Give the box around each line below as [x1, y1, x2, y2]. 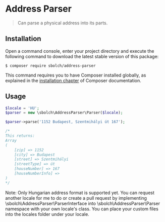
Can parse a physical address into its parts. [17, 20, 108, 26]
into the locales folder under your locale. [5, 211, 89, 217]
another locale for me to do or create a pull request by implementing [5, 195, 147, 201]
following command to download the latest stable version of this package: [5, 53, 159, 59]
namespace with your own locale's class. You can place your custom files [5, 206, 159, 212]
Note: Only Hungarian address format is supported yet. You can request [5, 190, 155, 196]
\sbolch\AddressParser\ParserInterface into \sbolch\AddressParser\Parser [5, 200, 160, 206]
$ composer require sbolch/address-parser [5, 63, 96, 68]
